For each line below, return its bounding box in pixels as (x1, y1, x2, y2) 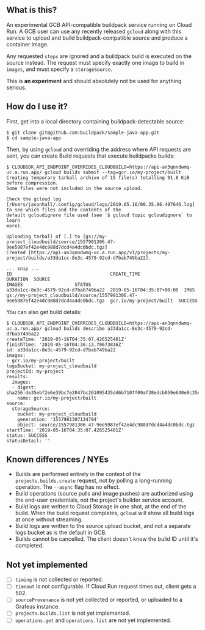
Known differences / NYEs (6, 455, 109, 465)
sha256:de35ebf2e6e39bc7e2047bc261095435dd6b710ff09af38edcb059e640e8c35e (6, 389, 201, 396)
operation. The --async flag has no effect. (15, 483, 120, 491)
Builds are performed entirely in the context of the (15, 471, 142, 478)
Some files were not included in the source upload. (6, 185, 143, 191)
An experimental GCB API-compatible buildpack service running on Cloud (6, 21, 192, 28)
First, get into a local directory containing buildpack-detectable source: (6, 117, 185, 125)
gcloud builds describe (45, 325, 105, 332)
